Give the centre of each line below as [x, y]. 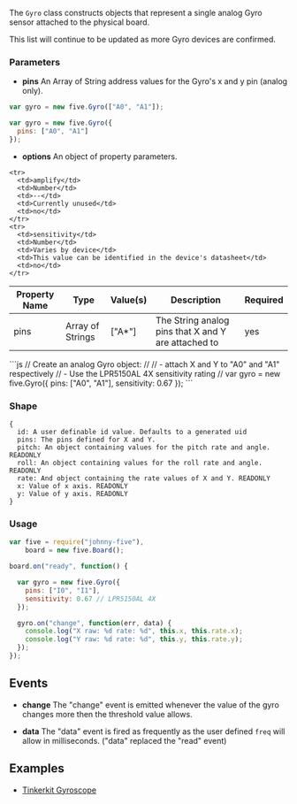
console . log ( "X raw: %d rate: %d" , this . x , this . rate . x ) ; [134, 632]
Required [264, 300]
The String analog [192, 320]
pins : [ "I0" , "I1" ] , [63, 590]
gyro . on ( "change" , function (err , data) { [95, 623]
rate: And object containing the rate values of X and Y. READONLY [144, 479]
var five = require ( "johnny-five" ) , [76, 542]
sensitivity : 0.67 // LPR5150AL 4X [91, 599]
